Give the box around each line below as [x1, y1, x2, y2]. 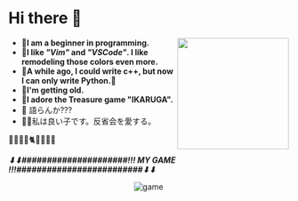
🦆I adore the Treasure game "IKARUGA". [20, 93, 173, 105]
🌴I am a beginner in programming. [20, 37, 150, 48]
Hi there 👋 [8, 8, 82, 28]
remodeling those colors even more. [20, 56, 158, 67]
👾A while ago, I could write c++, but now [20, 66, 174, 76]
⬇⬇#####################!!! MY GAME [8, 155, 176, 165]
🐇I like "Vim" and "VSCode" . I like [20, 46, 149, 57]
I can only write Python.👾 [20, 75, 117, 85]
